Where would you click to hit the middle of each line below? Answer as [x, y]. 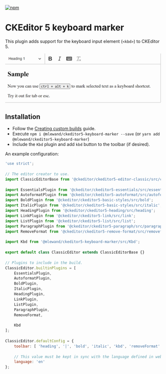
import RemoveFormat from [32, 232]
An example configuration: [32, 154]
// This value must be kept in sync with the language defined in [84, 357]
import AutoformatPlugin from [36, 195]
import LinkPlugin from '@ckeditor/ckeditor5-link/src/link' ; [70, 216]
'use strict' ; [20, 164]
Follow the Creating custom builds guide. [54, 129]
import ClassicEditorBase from [37, 179]
